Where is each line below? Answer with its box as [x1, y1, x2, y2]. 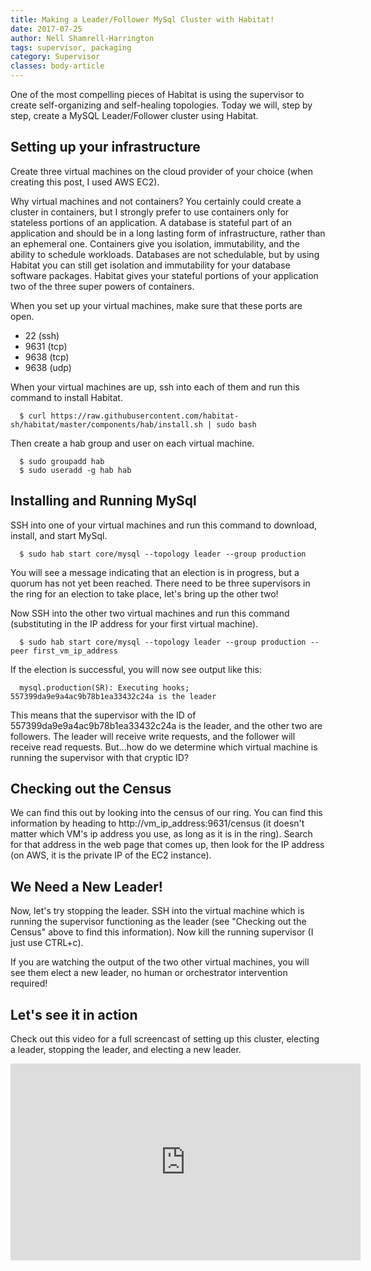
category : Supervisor [10, 52, 101, 62]
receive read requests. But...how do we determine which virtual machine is [10, 741, 318, 753]
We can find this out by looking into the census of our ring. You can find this [10, 807, 323, 819]
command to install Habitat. [10, 391, 123, 403]
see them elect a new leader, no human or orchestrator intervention [10, 967, 288, 979]
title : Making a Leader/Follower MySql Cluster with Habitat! [10, 14, 275, 25]
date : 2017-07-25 [10, 24, 83, 34]
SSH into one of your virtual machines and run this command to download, [10, 519, 317, 531]
